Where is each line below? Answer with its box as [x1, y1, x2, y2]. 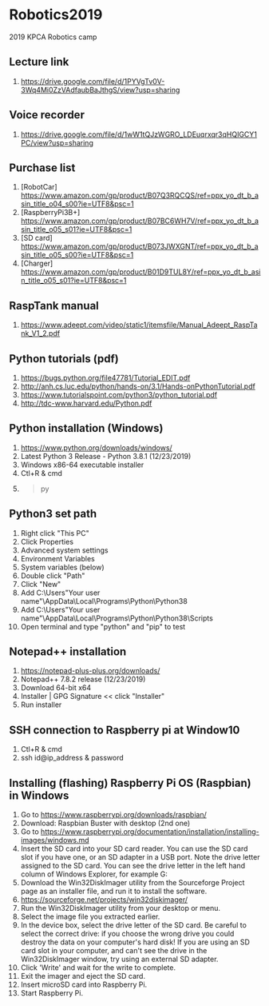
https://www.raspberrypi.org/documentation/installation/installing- [40, 827, 260, 836]
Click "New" [20, 579, 61, 589]
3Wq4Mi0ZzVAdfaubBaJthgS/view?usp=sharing [20, 85, 180, 94]
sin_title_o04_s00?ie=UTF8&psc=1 [20, 199, 134, 209]
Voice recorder [9, 108, 85, 122]
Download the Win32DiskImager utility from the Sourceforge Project [20, 878, 245, 888]
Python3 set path [9, 507, 97, 521]
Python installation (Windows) [9, 421, 164, 435]
